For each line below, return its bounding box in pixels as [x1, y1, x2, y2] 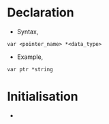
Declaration [7, 5, 74, 21]
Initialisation [7, 89, 78, 104]
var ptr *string [7, 66, 53, 73]
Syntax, [16, 27, 39, 36]
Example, [16, 53, 44, 61]
